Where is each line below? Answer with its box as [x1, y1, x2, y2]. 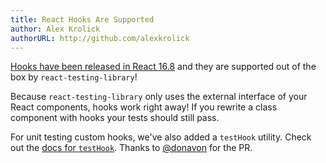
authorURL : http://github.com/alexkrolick [10, 33, 190, 43]
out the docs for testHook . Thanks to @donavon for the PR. [10, 142, 253, 154]
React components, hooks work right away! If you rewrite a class [10, 101, 278, 113]
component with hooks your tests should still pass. [10, 112, 220, 124]
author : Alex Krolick [10, 24, 101, 34]
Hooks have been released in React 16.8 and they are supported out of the [10, 61, 317, 73]
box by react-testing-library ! [10, 71, 138, 83]
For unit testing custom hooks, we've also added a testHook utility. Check [10, 131, 312, 143]
